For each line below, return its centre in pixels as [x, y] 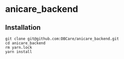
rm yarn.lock [19, 48]
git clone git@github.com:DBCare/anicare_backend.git [62, 39]
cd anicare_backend [25, 43]
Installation [23, 28]
